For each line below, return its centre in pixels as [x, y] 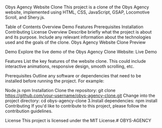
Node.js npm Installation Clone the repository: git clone [60, 90]
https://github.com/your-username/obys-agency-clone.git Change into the [80, 95]
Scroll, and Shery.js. [25, 17]
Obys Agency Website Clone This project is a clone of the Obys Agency [77, 7]
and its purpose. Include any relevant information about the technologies [78, 37]
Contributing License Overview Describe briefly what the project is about [79, 32]
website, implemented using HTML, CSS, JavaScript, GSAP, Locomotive [77, 12]
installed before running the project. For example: [55, 81]
